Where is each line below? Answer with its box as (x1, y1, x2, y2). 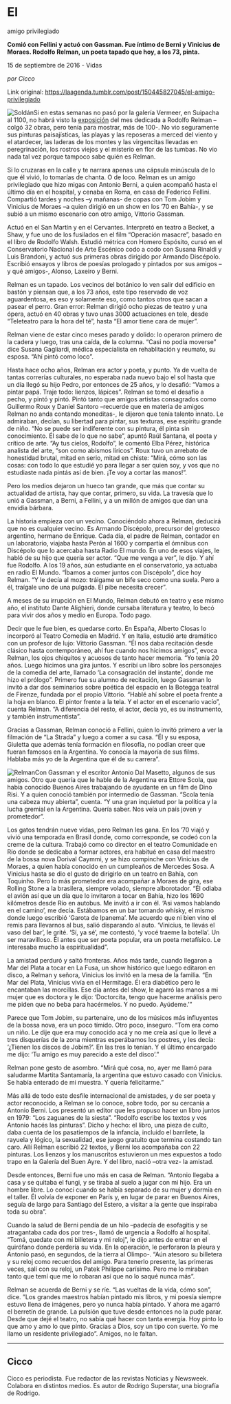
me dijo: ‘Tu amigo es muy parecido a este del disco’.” (7, 1050, 159, 1059)
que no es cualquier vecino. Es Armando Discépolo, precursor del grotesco (7, 524, 220, 532)
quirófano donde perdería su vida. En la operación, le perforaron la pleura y (7, 1243, 221, 1251)
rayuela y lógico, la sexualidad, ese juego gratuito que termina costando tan (7, 1135, 222, 1143)
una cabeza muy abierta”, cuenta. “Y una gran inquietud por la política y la (7, 797, 217, 805)
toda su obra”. (7, 1207, 47, 1216)
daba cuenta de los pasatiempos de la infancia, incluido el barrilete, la (7, 1128, 205, 1136)
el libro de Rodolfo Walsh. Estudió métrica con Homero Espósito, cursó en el (7, 237, 223, 245)
